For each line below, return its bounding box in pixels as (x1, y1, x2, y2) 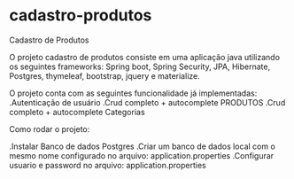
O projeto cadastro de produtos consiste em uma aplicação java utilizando (9, 51, 281, 62)
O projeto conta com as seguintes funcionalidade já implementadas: (9, 88, 258, 98)
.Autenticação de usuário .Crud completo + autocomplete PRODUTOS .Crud (9, 97, 286, 107)
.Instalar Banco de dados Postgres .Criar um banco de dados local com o (9, 141, 276, 152)
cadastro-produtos (9, 5, 152, 26)
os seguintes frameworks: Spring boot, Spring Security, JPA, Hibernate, (9, 61, 271, 72)
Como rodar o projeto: (9, 123, 90, 134)
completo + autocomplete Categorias (9, 106, 145, 117)
